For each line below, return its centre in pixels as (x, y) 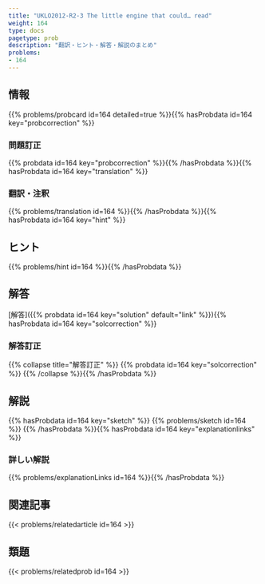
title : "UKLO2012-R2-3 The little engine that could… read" (111, 16)
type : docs (26, 30)
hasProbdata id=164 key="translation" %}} (78, 171)
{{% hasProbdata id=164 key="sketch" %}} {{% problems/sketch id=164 (127, 421)
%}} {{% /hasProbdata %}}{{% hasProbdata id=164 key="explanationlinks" (132, 429)
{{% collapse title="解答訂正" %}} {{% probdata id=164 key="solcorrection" (133, 365)
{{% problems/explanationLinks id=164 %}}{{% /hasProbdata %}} (117, 478)
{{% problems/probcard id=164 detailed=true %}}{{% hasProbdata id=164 (131, 114)
